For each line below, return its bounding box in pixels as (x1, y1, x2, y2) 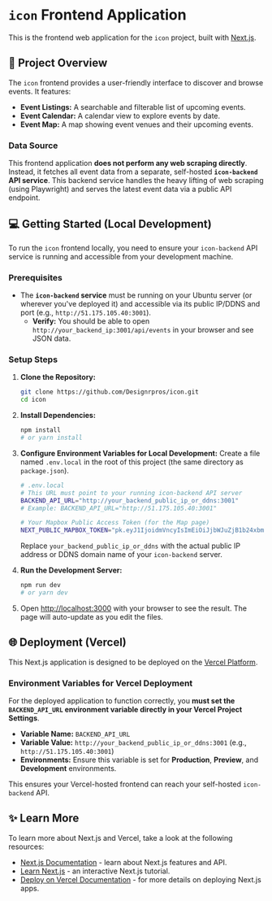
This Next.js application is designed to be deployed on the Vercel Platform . (8, 657, 258, 667)
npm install (19, 426, 61, 434)
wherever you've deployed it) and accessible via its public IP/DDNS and (19, 299, 261, 309)
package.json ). (19, 465, 69, 475)
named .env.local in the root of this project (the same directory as (19, 457, 244, 467)
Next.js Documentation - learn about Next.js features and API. (19, 857, 227, 867)
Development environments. (19, 764, 117, 773)
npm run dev (19, 581, 61, 590)
